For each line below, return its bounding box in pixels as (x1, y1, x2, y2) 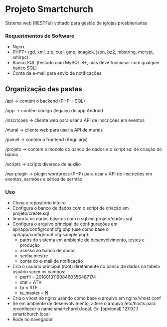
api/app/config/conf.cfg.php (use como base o (12, 226, 109, 232)
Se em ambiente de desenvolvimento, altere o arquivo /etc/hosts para (12, 301, 156, 307)
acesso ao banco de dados (19, 248, 76, 254)
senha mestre (19, 253, 48, 259)
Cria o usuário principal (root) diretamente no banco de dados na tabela (12, 263, 161, 270)
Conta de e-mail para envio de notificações (12, 70, 102, 76)
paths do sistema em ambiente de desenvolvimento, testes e (19, 237, 145, 243)
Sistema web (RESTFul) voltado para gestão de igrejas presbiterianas (5, 20, 148, 26)
